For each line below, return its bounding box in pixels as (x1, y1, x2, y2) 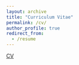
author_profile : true (6, 25, 60, 31)
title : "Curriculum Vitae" (6, 14, 74, 20)
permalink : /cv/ (6, 19, 47, 25)
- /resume (11, 36, 36, 42)
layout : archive (6, 8, 47, 15)
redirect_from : (6, 31, 44, 37)
